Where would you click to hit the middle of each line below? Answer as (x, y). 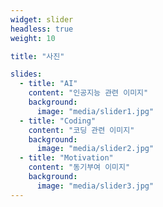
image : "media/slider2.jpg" (95, 149)
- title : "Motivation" (66, 158)
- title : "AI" (48, 84)
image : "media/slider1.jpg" (95, 111)
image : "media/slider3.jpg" (95, 186)
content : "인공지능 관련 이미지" (88, 93)
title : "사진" (37, 56)
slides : (26, 74)
